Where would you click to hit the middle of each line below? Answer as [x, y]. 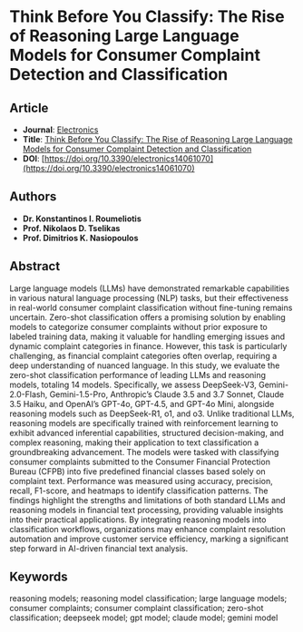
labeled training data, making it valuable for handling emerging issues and [147, 336]
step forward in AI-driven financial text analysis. [99, 548]
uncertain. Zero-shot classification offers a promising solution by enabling [147, 317]
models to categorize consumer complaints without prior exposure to [138, 326]
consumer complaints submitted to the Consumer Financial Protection [140, 462]
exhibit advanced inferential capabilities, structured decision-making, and [147, 433]
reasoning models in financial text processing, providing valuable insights [147, 510]
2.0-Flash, [29, 394]
